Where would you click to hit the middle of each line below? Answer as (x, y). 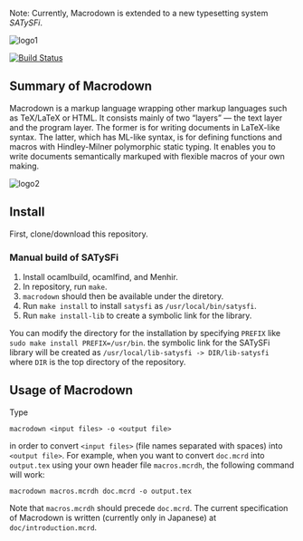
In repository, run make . (65, 286)
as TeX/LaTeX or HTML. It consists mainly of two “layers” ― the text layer (146, 118)
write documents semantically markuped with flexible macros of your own (147, 156)
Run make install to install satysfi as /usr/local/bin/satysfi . (140, 305)
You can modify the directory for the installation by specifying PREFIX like (145, 333)
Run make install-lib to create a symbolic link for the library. (137, 315)
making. (24, 166)
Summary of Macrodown (80, 87)
